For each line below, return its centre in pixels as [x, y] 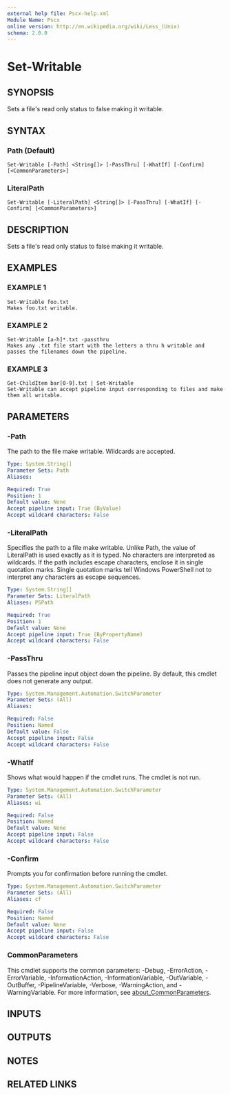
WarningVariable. [32, 992]
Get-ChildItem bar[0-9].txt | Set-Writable [71, 383]
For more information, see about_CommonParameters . [134, 992]
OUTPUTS [29, 1037]
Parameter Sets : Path [38, 470]
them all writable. [35, 396]
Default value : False [38, 732]
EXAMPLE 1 [27, 287]
